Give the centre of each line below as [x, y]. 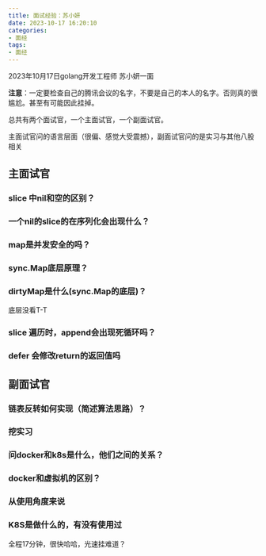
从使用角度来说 [37, 502]
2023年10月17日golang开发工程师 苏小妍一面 [81, 76]
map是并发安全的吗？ [49, 245]
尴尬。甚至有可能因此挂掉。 [53, 103]
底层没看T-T [28, 310]
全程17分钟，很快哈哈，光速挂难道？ [67, 543]
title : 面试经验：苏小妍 [44, 15]
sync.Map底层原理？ [48, 268]
